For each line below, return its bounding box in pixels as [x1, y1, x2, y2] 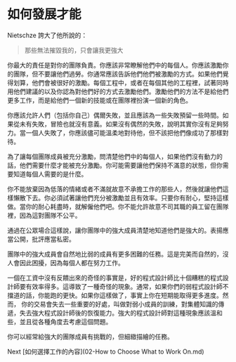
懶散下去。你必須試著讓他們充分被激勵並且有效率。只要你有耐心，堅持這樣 [13, 193, 229, 202]
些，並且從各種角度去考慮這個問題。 [7, 317, 112, 325]
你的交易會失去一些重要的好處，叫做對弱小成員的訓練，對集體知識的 [20, 299, 218, 308]
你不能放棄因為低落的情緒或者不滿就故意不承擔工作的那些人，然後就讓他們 [7, 184, 223, 193]
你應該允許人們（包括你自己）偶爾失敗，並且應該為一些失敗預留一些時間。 [7, 110, 223, 119]
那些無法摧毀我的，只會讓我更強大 [24, 46, 124, 54]
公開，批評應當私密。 [13, 235, 75, 243]
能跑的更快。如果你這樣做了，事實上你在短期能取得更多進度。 [44, 291, 223, 299]
